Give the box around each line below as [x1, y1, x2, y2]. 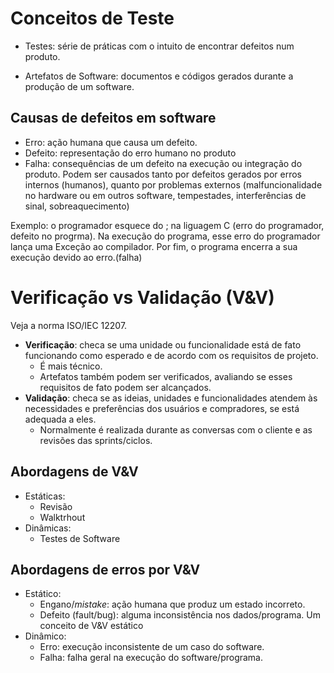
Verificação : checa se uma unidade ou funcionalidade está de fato [24, 338, 302, 351]
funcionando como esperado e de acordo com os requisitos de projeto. [24, 349, 319, 361]
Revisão [39, 500, 73, 512]
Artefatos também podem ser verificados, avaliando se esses [39, 370, 293, 382]
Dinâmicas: [24, 522, 72, 534]
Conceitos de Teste [10, 7, 175, 30]
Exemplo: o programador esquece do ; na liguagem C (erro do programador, [10, 219, 325, 231]
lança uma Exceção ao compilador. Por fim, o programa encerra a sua [10, 240, 298, 252]
